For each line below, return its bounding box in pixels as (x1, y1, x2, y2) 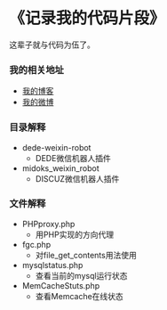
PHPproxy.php (21, 218, 76, 229)
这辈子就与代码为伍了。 (9, 39, 95, 50)
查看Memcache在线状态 (35, 290, 124, 301)
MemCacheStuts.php (21, 280, 100, 290)
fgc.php (21, 239, 52, 249)
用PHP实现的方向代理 (35, 229, 114, 240)
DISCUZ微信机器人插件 (35, 173, 120, 184)
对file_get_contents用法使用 (35, 249, 138, 260)
